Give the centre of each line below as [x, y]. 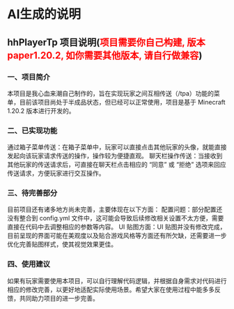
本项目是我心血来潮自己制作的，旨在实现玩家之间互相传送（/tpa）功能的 [111, 93]
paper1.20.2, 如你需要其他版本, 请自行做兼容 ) [105, 55]
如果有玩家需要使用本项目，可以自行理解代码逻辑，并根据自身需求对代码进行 [117, 280]
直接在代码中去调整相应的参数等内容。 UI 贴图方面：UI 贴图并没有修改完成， [117, 227]
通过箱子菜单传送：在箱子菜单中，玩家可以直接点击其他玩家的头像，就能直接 [117, 147]
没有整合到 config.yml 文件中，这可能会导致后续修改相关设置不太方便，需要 [116, 218]
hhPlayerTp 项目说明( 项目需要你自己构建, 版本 [106, 42]
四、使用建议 [29, 264]
